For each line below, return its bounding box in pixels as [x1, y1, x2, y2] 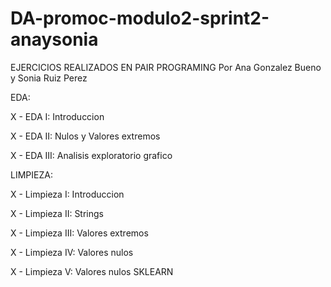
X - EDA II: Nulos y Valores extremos [10, 130, 161, 142]
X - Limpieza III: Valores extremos [10, 227, 149, 239]
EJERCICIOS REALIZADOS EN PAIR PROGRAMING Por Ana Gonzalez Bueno [10, 61, 322, 73]
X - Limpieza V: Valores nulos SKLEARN [10, 265, 174, 277]
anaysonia [10, 28, 99, 51]
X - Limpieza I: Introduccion [10, 188, 125, 200]
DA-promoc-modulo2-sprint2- [10, 7, 270, 30]
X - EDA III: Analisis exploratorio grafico [10, 149, 173, 161]
